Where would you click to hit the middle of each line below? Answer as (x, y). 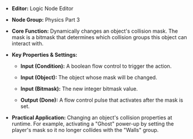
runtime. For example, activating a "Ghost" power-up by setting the (93, 124)
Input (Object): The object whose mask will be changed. (89, 77)
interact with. (28, 44)
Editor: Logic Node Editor (43, 8)
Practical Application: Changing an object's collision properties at (92, 117)
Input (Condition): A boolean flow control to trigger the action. (96, 66)
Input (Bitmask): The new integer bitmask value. (79, 89)
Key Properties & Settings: (44, 55)
